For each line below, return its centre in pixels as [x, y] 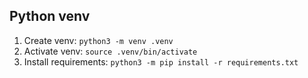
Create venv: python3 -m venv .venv [98, 40]
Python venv [50, 16]
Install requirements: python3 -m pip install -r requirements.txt [161, 61]
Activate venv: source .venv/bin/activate [110, 51]
